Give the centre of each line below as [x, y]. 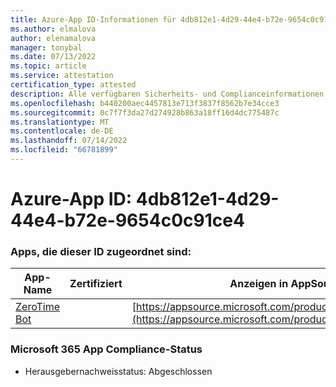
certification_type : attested [73, 85]
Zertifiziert [96, 284]
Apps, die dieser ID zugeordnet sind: [101, 251]
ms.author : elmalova [53, 29]
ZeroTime [38, 307]
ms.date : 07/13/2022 [53, 57]
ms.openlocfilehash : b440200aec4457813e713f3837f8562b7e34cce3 [145, 103]
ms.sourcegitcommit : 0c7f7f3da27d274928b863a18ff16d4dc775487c [145, 112]
